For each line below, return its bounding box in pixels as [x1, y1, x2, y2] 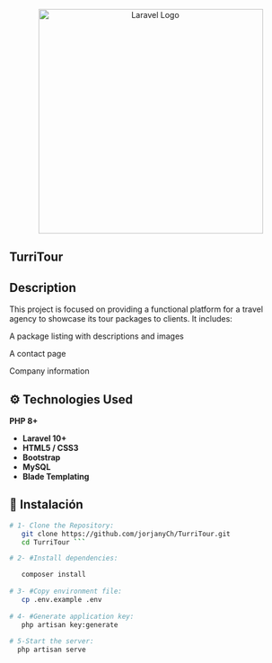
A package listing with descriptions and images [9, 331, 184, 341]
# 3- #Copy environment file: [9, 587, 123, 597]
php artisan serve [17, 645, 87, 655]
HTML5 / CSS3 [22, 443, 79, 454]
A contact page [9, 349, 66, 359]
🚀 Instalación [9, 497, 83, 512]
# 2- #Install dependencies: [9, 553, 118, 563]
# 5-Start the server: [9, 637, 94, 646]
